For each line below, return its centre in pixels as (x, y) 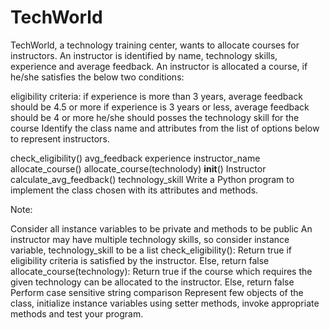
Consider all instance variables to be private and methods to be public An (161, 228)
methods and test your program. (77, 313)
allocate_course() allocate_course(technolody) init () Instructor (138, 168)
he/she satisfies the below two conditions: (97, 77)
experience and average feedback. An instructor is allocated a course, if (159, 66)
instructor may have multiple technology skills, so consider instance (150, 239)
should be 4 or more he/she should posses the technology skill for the (155, 117)
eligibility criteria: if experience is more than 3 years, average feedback (156, 96)
